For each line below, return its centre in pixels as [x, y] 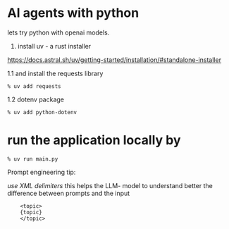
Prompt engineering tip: [42, 172]
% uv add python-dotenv [42, 112]
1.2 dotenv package [36, 99]
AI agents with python [73, 13]
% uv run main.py [33, 159]
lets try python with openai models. [58, 32]
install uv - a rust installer [54, 46]
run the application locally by [94, 141]
